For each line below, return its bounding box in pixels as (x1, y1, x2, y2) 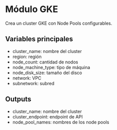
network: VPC (12, 75, 42, 81)
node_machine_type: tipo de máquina (12, 64, 90, 70)
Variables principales (5, 35, 73, 43)
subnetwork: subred (12, 80, 55, 86)
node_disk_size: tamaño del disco (12, 70, 82, 76)
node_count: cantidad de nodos (12, 59, 78, 65)
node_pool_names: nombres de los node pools (12, 119, 109, 125)
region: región (12, 53, 42, 59)
